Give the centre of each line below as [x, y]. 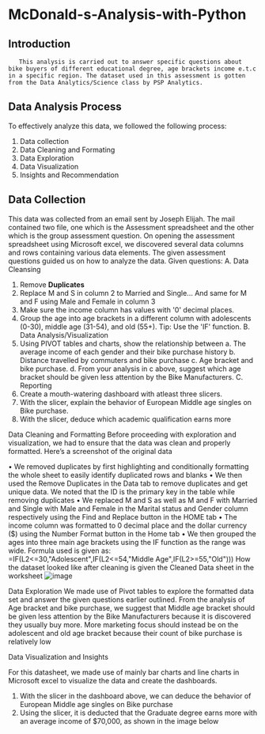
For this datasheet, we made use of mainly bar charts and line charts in [124, 672]
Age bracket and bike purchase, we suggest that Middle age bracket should [132, 607]
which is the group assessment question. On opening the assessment [121, 236]
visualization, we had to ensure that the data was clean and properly [119, 443]
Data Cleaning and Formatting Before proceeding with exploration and [122, 434]
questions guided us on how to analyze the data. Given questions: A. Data [129, 261]
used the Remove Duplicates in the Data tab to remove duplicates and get [128, 483]
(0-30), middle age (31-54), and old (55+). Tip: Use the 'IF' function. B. [135, 327]
